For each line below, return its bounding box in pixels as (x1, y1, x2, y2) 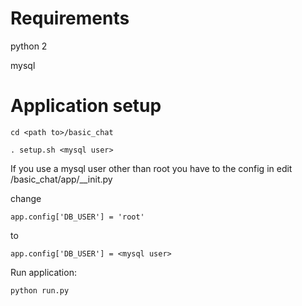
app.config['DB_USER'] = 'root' (10, 212, 145, 222)
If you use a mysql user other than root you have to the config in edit (10, 162, 293, 174)
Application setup (10, 95, 162, 117)
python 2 (10, 40, 48, 52)
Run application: (10, 266, 77, 278)
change (10, 192, 42, 204)
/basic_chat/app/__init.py (10, 173, 113, 185)
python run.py (10, 285, 70, 296)
